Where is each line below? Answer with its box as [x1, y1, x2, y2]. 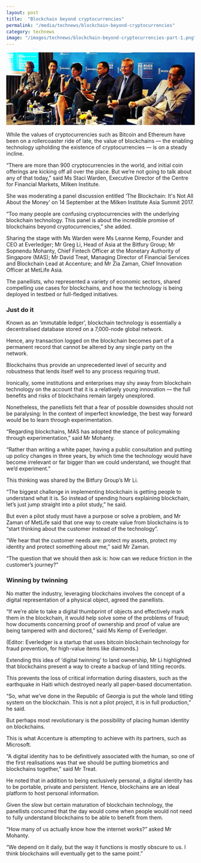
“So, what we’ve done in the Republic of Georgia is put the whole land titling [6, 692, 193, 700]
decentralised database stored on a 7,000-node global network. [6, 326, 163, 333]
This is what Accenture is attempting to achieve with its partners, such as [6, 734, 187, 742]
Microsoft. [6, 741, 32, 748]
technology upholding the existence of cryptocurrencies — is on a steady [6, 144, 187, 151]
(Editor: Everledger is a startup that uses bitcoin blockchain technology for [6, 638, 190, 646]
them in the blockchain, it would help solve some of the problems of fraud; [6, 614, 190, 621]
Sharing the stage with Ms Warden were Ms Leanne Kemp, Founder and [6, 234, 184, 242]
